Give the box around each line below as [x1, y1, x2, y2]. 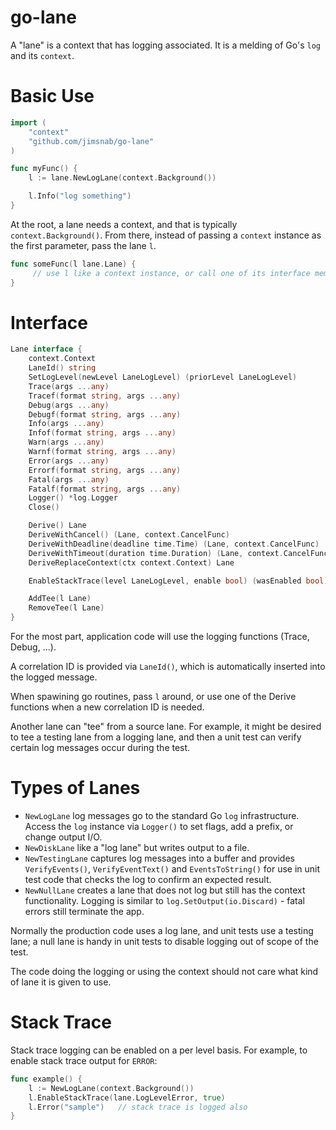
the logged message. [10, 671, 98, 683]
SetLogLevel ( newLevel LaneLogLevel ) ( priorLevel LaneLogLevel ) [28, 372, 298, 383]
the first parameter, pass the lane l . [10, 239, 157, 251]
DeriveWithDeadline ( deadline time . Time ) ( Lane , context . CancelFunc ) [28, 539, 320, 549]
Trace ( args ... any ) [28, 381, 110, 391]
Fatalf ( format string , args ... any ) [28, 484, 182, 494]
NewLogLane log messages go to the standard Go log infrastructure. [24, 810, 300, 821]
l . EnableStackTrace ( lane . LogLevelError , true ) [28, 1092, 226, 1103]
